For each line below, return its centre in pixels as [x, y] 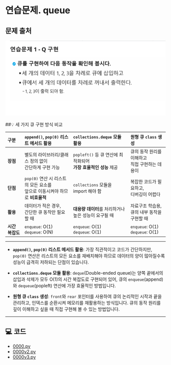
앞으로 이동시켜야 [42, 191]
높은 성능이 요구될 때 [93, 215]
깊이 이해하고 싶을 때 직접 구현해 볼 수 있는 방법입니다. [66, 309]
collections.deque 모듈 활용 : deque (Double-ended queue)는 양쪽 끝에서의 [88, 273]
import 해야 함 [87, 191]
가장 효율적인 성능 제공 [95, 168]
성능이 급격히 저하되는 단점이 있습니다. [51, 262]
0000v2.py [24, 352]
